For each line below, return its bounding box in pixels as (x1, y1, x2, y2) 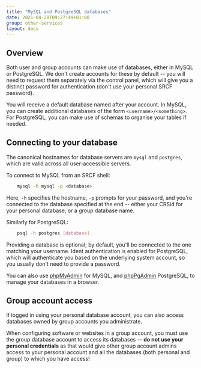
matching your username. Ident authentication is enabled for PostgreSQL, (6, 247, 188, 254)
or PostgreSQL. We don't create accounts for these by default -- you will (6, 70, 186, 78)
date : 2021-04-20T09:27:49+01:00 (6, 14, 90, 20)
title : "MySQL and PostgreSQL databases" (6, 8, 112, 15)
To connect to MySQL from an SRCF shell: (6, 171, 110, 179)
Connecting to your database (6, 138, 118, 148)
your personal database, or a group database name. (6, 207, 135, 214)
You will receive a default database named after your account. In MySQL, (6, 101, 187, 108)
